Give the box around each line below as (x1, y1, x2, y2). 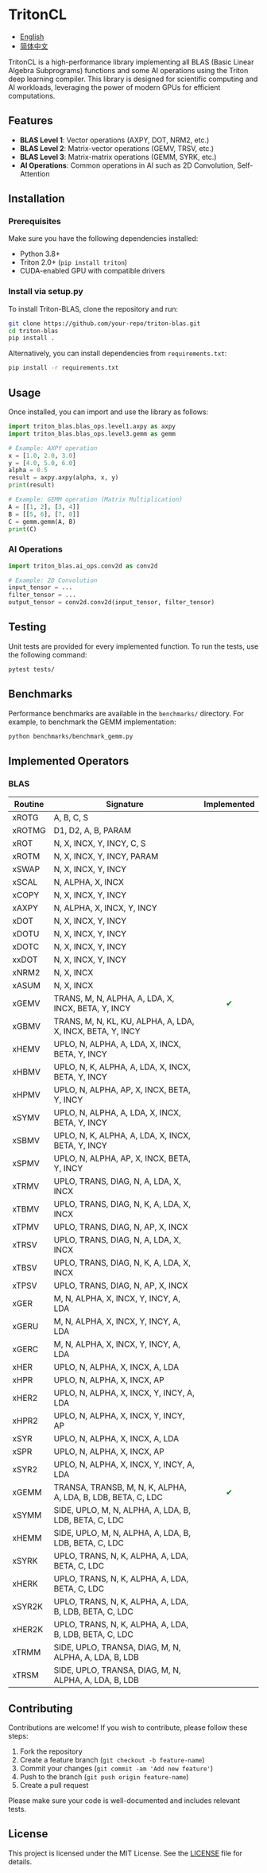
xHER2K (12, 1624, 44, 1635)
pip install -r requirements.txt (8, 364, 119, 372)
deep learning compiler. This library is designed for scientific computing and (8, 74, 258, 83)
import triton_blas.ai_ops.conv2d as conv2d (8, 562, 158, 570)
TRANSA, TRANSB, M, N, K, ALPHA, (53, 1482, 187, 1493)
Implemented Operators (8, 754, 130, 768)
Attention (19, 169, 50, 178)
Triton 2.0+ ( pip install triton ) (19, 258, 128, 267)
